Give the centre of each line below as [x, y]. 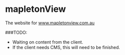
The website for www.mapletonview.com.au [50, 23]
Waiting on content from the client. [48, 42]
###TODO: [16, 32]
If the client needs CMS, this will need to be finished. [66, 47]
